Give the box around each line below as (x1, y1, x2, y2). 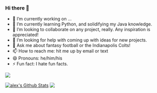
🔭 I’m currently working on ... (12, 16, 72, 22)
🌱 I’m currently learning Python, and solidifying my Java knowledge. (12, 21, 153, 27)
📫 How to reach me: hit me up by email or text (12, 48, 109, 54)
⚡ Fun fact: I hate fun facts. (12, 61, 68, 67)
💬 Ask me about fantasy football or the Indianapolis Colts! (12, 42, 131, 48)
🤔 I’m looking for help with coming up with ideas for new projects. (12, 37, 147, 43)
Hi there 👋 (5, 4, 30, 11)
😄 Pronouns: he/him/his (12, 55, 62, 61)
